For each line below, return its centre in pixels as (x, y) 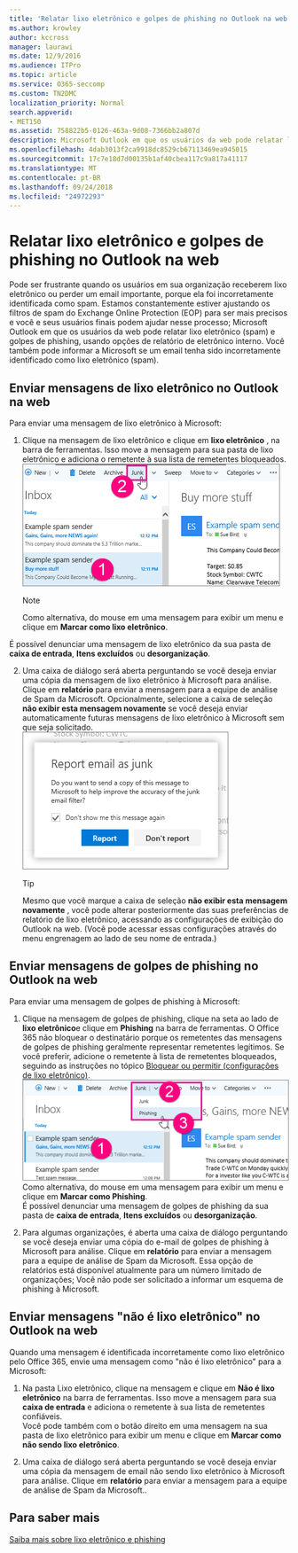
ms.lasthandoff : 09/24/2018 (61, 187)
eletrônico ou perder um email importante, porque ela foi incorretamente (141, 294)
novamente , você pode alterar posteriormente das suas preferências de (155, 910)
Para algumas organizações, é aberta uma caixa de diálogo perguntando (155, 1232)
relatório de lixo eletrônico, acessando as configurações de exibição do (153, 919)
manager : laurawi (41, 47)
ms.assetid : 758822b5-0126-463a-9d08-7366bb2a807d (105, 131)
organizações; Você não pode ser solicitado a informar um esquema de (153, 1279)
